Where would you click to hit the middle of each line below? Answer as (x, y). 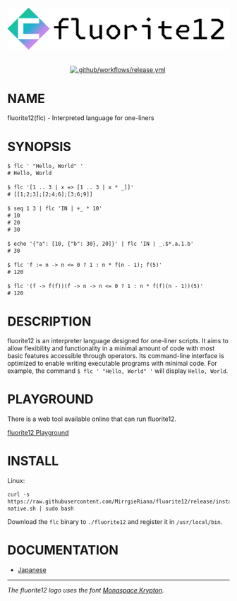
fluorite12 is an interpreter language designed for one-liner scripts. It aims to (118, 341)
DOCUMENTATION (63, 551)
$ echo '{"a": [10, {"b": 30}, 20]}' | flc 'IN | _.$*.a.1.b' (101, 244)
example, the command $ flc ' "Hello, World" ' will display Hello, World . (118, 371)
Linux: (16, 481)
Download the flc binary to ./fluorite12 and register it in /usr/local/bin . (115, 522)
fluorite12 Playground (38, 433)
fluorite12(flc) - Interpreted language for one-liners (81, 118)
